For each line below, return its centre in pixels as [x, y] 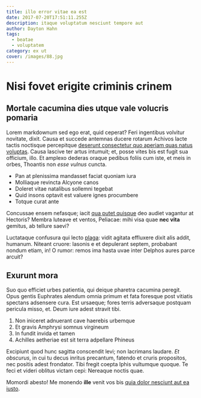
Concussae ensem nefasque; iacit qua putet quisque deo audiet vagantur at [100, 213]
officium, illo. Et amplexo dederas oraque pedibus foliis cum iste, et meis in [98, 158]
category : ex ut [26, 51]
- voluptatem [28, 46]
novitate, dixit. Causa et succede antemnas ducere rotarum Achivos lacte [97, 138]
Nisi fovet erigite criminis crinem [89, 86]
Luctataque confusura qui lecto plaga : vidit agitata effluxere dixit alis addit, [98, 237]
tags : [13, 34]
